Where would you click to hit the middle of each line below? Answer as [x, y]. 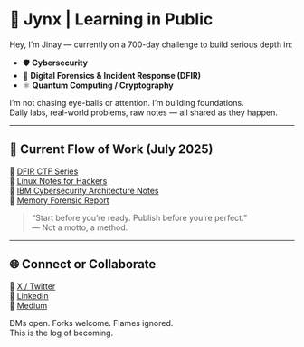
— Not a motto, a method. [80, 227]
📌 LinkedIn [29, 295]
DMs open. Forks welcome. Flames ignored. [91, 323]
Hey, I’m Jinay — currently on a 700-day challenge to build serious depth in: [151, 44]
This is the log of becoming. [62, 333]
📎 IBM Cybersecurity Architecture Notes [84, 190]
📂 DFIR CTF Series [44, 171]
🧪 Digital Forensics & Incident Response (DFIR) [112, 75]
